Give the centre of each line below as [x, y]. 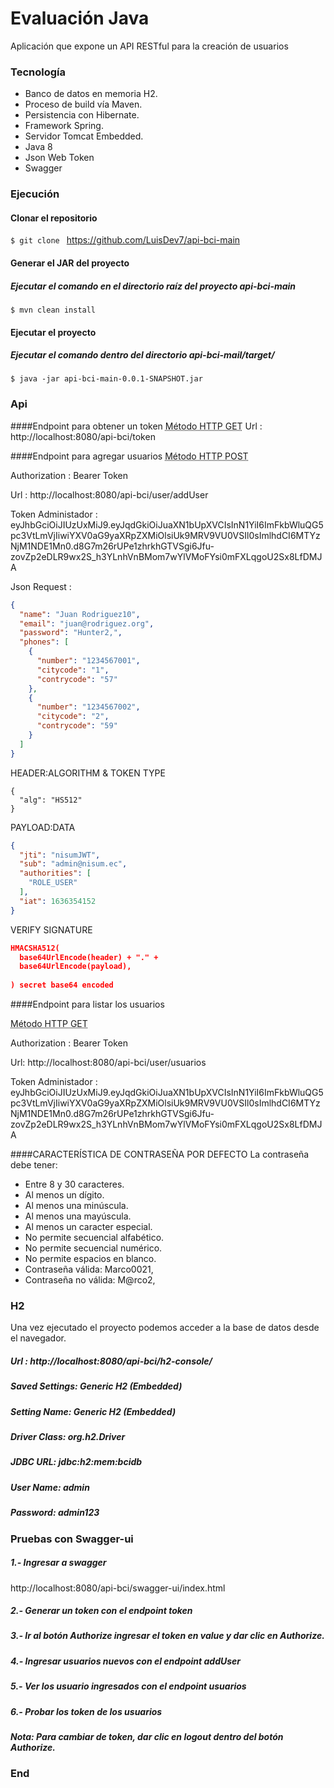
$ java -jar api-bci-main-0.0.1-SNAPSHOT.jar [106, 379]
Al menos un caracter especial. [88, 1227]
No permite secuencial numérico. [93, 1248]
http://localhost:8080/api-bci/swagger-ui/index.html [118, 1588]
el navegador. [38, 1338]
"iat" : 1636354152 [58, 901]
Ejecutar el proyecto [53, 332]
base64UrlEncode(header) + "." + [89, 957]
